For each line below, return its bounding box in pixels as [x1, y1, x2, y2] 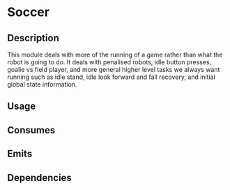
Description [7, 32, 59, 44]
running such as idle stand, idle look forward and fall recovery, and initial [7, 73, 216, 81]
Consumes [7, 124, 56, 136]
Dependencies [7, 172, 72, 184]
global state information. [7, 80, 77, 88]
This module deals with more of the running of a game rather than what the [7, 50, 223, 59]
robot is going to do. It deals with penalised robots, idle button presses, [7, 58, 212, 66]
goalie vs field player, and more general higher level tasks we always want [7, 66, 220, 73]
